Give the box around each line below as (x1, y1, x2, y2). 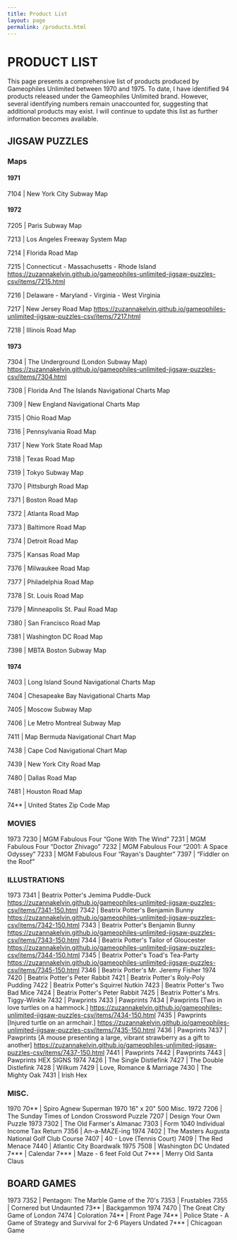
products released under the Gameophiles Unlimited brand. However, (7, 92, 209, 101)
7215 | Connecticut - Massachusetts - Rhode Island (7, 263, 157, 271)
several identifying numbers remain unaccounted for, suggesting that (7, 100, 208, 108)
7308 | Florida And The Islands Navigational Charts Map (7, 386, 171, 395)
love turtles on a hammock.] (7, 1004, 89, 1012)
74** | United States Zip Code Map (7, 801, 111, 809)
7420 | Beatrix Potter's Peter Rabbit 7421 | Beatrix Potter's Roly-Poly (7, 973, 205, 982)
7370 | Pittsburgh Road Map (7, 482, 89, 490)
